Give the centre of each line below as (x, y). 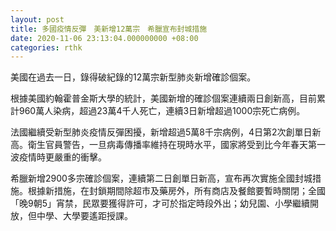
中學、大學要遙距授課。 (84, 216)
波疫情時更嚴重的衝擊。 (58, 157)
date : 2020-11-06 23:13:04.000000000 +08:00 (104, 38)
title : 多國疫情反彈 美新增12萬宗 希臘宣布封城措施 (109, 29)
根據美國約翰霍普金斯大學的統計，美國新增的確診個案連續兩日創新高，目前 (163, 98)
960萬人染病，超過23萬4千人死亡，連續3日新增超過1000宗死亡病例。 (162, 111)
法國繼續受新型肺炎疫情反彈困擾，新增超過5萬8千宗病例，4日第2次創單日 (161, 132)
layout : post (37, 19)
